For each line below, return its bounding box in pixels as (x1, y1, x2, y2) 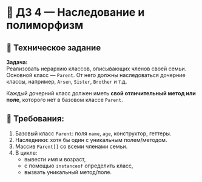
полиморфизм (6, 18, 84, 32)
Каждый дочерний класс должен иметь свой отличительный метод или (6, 90, 196, 96)
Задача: (6, 59, 28, 66)
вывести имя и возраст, (24, 155, 86, 163)
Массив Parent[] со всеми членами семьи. (15, 143, 128, 150)
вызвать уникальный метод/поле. (24, 168, 112, 175)
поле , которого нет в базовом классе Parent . (6, 96, 123, 103)
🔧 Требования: (6, 113, 65, 124)
